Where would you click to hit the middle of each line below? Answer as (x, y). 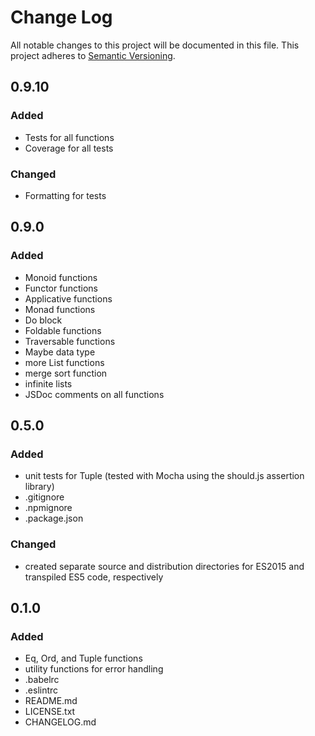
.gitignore (44, 497)
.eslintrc (41, 690)
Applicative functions (68, 298)
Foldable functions (63, 330)
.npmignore (48, 508)
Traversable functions (70, 341)
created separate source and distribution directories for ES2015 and (164, 566)
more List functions (64, 362)
